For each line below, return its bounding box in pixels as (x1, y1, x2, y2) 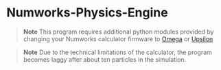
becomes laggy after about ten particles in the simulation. (23, 55, 187, 63)
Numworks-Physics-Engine (6, 5, 169, 21)
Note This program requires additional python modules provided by (23, 27, 214, 36)
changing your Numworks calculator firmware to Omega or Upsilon (23, 34, 213, 43)
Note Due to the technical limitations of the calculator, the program (23, 48, 212, 56)
